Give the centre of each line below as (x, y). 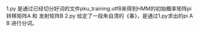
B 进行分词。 (22, 23)
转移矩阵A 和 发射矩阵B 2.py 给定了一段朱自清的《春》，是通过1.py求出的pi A (99, 16)
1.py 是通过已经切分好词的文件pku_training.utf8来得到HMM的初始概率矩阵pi (99, 8)
